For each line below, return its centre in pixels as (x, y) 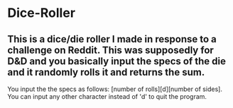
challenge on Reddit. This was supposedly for (111, 50)
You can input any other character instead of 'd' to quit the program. (107, 96)
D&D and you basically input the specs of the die (116, 61)
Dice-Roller (42, 13)
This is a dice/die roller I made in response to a (112, 39)
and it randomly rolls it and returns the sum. (106, 72)
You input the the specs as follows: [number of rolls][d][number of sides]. (115, 89)
